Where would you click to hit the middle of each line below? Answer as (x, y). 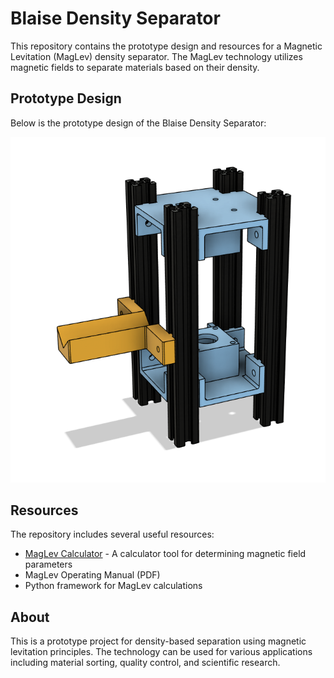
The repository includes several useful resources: (112, 534)
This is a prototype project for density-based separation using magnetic (158, 641)
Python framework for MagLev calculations (113, 586)
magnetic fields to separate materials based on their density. (135, 67)
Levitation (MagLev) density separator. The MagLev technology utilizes (156, 56)
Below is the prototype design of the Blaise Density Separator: (138, 123)
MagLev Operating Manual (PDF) (92, 575)
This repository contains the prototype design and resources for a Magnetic (166, 46)
